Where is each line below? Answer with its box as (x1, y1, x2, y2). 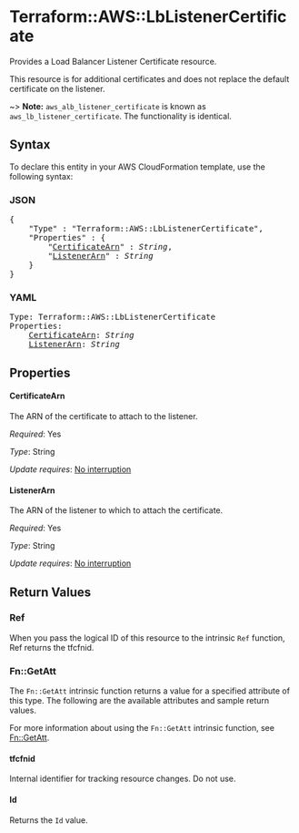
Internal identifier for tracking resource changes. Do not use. (9, 773, 236, 785)
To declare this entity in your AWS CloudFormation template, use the (9, 161, 265, 172)
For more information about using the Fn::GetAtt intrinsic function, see (9, 723, 275, 734)
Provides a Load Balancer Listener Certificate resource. (9, 56, 217, 67)
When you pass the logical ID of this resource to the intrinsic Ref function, (9, 632, 285, 643)
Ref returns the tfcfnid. (9, 642, 95, 653)
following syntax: (9, 170, 74, 181)
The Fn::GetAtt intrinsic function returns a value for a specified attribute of (9, 685, 291, 696)
